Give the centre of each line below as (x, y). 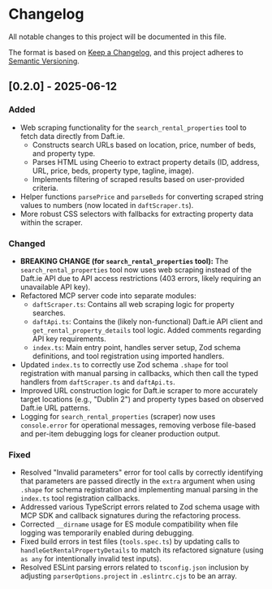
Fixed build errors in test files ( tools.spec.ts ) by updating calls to (130, 542)
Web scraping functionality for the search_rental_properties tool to (133, 128)
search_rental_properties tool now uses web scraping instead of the (136, 270)
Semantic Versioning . (44, 61)
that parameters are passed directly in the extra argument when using (138, 481)
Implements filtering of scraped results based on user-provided (138, 179)
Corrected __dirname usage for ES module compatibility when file (129, 524)
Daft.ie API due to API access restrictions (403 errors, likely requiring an (140, 278)
